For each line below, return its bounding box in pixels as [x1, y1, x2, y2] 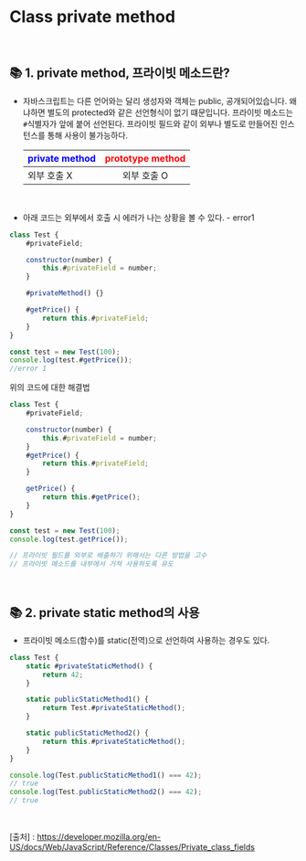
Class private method [9, 6, 176, 27]
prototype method [104, 152, 186, 165]
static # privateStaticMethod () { [26, 661, 153, 671]
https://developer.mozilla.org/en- [36, 832, 162, 843]
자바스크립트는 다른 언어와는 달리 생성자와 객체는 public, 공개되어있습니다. [22, 95, 288, 106]
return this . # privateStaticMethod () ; [42, 737, 185, 746]
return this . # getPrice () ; [42, 493, 142, 502]
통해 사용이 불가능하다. [47, 130, 129, 141]
